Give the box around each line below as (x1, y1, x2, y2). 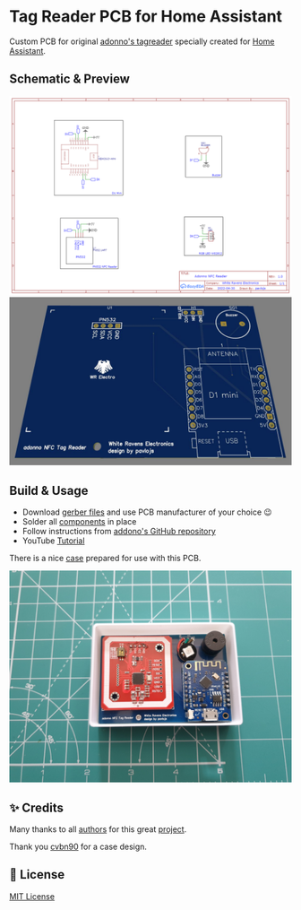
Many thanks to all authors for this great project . (9, 823, 187, 835)
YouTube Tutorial (21, 535, 85, 546)
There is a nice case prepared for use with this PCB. (9, 553, 202, 564)
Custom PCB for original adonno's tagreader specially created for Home (9, 36, 275, 47)
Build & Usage (9, 482, 89, 498)
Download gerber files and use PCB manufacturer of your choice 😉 (21, 507, 272, 517)
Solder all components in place (21, 516, 137, 527)
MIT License (9, 890, 56, 902)
